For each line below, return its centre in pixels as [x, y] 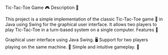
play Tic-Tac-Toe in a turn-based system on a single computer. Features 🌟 [82, 30]
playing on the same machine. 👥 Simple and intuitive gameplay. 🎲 [72, 47]
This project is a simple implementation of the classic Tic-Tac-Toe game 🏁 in [84, 19]
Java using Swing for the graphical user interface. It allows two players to [81, 24]
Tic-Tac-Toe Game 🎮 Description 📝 [42, 7]
